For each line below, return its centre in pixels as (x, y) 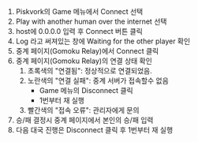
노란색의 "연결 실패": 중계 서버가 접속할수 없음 (98, 80)
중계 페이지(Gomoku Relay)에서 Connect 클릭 (87, 51)
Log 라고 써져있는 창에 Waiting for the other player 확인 (103, 41)
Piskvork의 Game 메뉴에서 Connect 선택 (79, 11)
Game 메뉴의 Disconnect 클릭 (86, 90)
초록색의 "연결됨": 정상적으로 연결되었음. (90, 71)
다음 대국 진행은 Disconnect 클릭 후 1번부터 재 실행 (94, 130)
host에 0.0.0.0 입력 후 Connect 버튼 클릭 (79, 31)
